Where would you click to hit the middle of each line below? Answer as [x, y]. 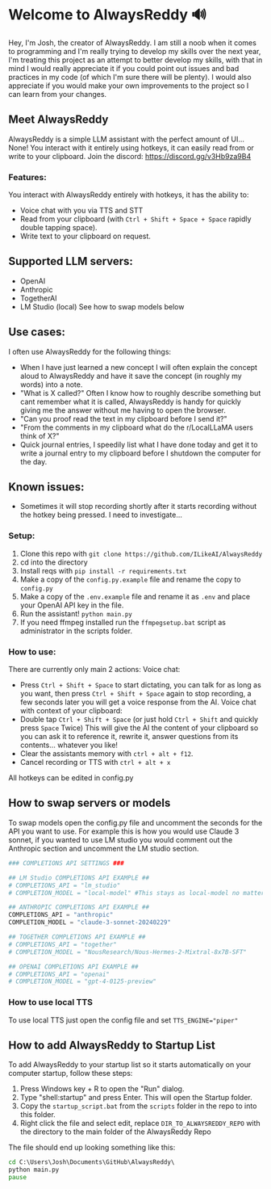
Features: [27, 177]
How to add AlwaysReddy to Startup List [112, 1045]
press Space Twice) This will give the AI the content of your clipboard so [139, 728]
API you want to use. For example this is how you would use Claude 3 [124, 831]
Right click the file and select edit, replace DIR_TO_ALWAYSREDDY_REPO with [140, 1124]
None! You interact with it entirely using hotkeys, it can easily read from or [131, 147]
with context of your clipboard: [71, 711]
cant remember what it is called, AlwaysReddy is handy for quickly [131, 401]
